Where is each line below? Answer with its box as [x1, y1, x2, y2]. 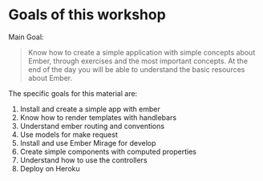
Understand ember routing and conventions [19, 121, 165, 131]
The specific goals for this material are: [8, 88, 138, 98]
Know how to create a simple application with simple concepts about [27, 47, 256, 57]
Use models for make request [19, 130, 118, 139]
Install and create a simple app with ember [19, 104, 160, 114]
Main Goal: [8, 32, 44, 42]
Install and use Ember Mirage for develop [19, 138, 156, 147]
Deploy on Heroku [19, 163, 80, 173]
